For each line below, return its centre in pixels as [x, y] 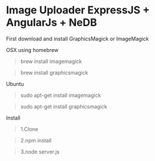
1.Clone [29, 129]
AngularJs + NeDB [52, 22]
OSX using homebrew [32, 50]
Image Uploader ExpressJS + [78, 10]
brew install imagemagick [51, 61]
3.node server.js [40, 152]
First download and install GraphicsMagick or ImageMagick [77, 38]
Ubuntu [15, 84]
